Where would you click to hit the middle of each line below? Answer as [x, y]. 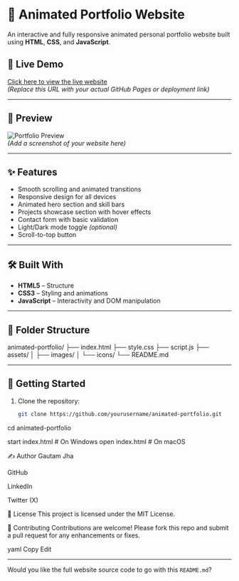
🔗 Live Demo [36, 65]
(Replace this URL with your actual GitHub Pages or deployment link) [108, 89]
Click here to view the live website [58, 81]
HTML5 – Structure [46, 286]
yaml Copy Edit [30, 549]
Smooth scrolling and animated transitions [79, 189]
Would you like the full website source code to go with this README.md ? [110, 570]
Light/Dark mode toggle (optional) [68, 227]
